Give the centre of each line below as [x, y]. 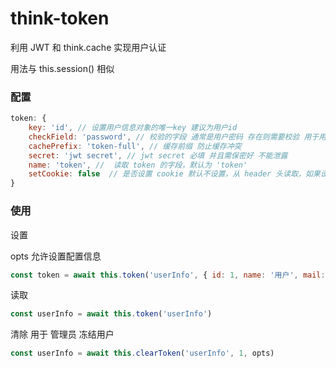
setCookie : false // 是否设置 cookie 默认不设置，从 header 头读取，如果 [174, 174]
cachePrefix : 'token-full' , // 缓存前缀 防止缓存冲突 [135, 146]
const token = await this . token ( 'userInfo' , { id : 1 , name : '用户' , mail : [168, 275]
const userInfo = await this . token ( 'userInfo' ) [111, 314]
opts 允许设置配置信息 [56, 256]
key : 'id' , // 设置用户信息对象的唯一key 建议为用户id [133, 128]
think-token [60, 18]
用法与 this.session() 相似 [62, 68]
